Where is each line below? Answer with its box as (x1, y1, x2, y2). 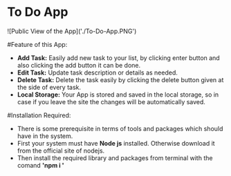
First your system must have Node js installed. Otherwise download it (17, 139, 216, 147)
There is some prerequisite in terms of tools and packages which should (17, 124, 223, 133)
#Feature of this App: (7, 40, 68, 48)
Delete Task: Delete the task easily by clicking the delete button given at (17, 75, 224, 84)
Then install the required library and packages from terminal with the (17, 153, 213, 162)
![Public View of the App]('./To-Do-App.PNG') (7, 27, 137, 35)
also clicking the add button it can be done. (17, 61, 141, 69)
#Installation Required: (7, 111, 71, 119)
